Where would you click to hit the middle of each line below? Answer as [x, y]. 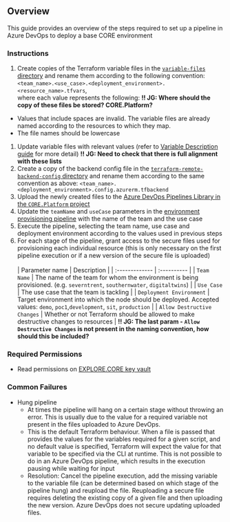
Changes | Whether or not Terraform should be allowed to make [106, 315]
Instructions [28, 53]
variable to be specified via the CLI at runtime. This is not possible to [125, 454]
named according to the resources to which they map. [94, 126]
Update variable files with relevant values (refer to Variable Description [117, 147]
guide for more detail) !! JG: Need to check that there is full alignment [117, 154]
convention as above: [48, 183]
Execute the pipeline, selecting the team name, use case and [103, 226]
